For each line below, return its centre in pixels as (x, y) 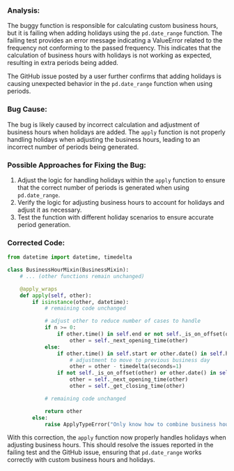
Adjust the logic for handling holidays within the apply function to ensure (121, 180)
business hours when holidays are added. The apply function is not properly (116, 132)
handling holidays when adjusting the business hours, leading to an (104, 139)
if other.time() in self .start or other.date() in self (140, 354)
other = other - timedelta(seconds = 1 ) (126, 367)
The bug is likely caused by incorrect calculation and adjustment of (103, 124)
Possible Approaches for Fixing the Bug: (77, 165)
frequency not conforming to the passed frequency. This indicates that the (114, 48)
